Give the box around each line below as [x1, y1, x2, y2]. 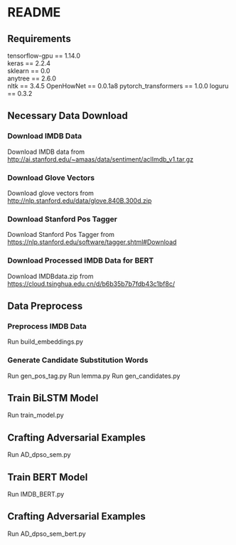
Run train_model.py [7, 411, 64, 420]
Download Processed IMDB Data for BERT [7, 255, 154, 265]
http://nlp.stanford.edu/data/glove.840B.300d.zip [7, 196, 152, 205]
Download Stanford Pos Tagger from [7, 231, 115, 239]
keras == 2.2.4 [7, 59, 51, 68]
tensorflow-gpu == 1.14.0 [7, 51, 80, 60]
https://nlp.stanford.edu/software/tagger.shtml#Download [7, 238, 177, 246]
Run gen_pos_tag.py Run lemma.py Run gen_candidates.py [7, 371, 181, 380]
